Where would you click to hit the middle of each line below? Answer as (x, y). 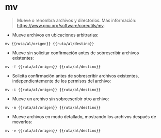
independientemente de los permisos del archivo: (61, 81)
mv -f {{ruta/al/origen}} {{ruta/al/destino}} (53, 67)
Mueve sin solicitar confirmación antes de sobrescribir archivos (75, 53)
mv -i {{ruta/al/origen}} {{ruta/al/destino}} (53, 90)
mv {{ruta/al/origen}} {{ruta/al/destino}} (50, 44)
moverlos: (22, 122)
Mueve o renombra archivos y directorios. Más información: (77, 20)
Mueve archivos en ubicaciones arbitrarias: (55, 35)
